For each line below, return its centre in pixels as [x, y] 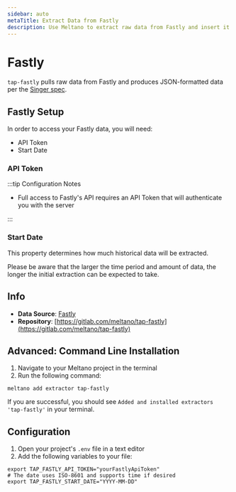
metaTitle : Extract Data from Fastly [63, 21]
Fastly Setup [36, 112]
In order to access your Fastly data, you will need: [80, 129]
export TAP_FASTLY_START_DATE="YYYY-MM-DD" [73, 482]
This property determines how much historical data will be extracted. [108, 253]
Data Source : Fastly [47, 314]
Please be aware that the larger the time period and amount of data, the [112, 266]
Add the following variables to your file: [75, 457]
